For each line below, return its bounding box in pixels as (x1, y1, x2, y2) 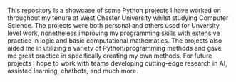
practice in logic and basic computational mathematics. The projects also (7, 36, 222, 45)
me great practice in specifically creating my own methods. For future (7, 51, 212, 60)
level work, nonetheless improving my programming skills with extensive (7, 29, 220, 37)
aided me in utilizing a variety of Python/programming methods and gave (7, 44, 222, 52)
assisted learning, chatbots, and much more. (7, 67, 138, 75)
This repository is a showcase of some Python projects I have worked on (7, 6, 221, 14)
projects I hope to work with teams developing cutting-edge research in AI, (7, 59, 228, 67)
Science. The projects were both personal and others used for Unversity (7, 21, 220, 29)
